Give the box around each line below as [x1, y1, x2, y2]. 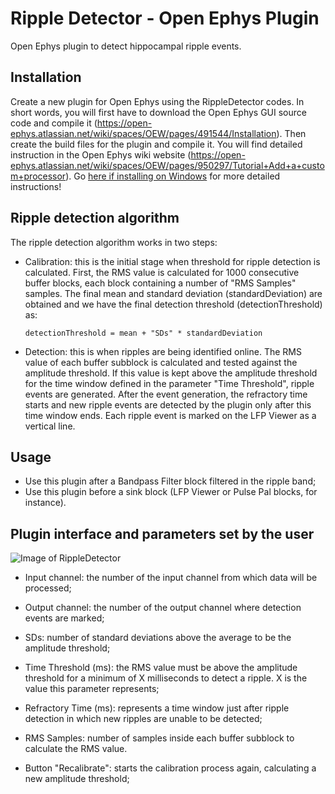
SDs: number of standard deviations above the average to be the [24, 632, 292, 644]
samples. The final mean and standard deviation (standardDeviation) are [24, 287, 323, 299]
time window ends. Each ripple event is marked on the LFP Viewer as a [24, 409, 317, 421]
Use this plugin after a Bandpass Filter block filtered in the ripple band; [24, 475, 317, 487]
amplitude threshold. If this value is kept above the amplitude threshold [24, 367, 318, 379]
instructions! [10, 180, 62, 192]
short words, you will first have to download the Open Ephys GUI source [10, 106, 307, 118]
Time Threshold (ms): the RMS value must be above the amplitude [24, 662, 298, 674]
